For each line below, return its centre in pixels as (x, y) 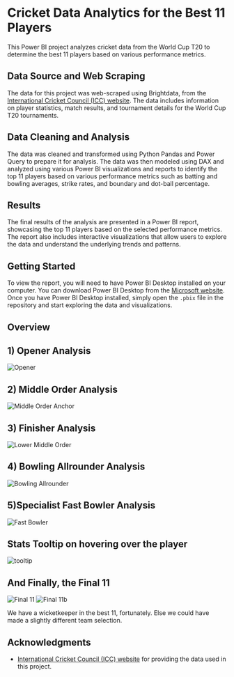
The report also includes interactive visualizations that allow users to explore (117, 237)
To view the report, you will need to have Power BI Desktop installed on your (117, 283)
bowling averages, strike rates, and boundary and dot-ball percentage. (109, 183)
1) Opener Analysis (49, 351)
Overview (29, 327)
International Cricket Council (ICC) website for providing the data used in (122, 659)
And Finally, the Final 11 (58, 583)
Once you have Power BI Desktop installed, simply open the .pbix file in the (116, 298)
